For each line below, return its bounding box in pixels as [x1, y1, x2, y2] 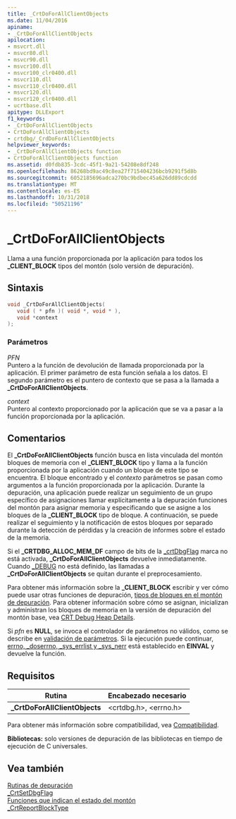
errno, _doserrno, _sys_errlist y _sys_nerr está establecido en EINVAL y [7, 642, 215, 650]
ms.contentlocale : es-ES [7, 188, 80, 195]
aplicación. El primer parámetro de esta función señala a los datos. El [7, 368, 208, 377]
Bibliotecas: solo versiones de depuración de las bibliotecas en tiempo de [7, 734, 223, 743]
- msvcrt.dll [7, 43, 46, 50]
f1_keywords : [7, 115, 46, 122]
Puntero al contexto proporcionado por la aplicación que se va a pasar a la [7, 404, 223, 413]
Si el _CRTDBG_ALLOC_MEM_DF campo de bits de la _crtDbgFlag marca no [7, 547, 228, 556]
